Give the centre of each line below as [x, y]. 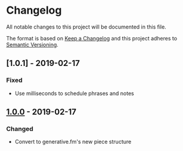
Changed [20, 128]
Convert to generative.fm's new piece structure [73, 142]
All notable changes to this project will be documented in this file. [86, 27]
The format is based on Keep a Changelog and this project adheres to [92, 38]
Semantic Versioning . [32, 45]
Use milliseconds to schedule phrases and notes [74, 93]
